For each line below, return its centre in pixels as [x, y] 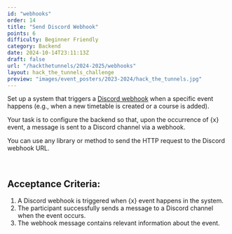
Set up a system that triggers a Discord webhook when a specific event [110, 99]
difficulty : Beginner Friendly [53, 40]
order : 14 [22, 20]
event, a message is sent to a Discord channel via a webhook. [96, 128]
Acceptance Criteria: [54, 184]
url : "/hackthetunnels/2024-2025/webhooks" [72, 66]
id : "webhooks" [29, 14]
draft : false [26, 60]
